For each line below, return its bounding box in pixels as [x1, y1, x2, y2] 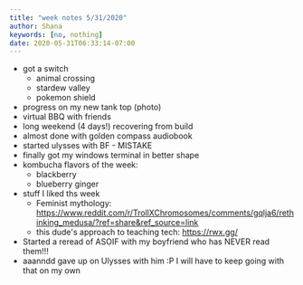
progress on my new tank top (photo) [22, 101, 162, 113]
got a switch [22, 63, 70, 74]
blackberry [35, 169, 77, 180]
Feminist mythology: [35, 198, 112, 209]
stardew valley [35, 82, 90, 93]
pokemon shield [35, 92, 97, 103]
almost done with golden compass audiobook [22, 130, 193, 141]
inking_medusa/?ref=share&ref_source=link [35, 217, 199, 228]
